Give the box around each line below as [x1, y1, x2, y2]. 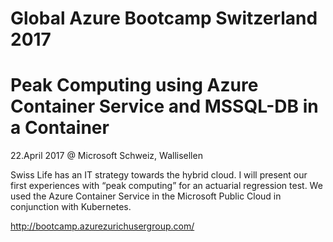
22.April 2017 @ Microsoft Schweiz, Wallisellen [10, 150, 203, 162]
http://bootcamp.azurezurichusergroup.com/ [10, 220, 195, 232]
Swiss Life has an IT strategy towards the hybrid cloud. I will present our [10, 169, 308, 181]
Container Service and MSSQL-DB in [10, 95, 319, 118]
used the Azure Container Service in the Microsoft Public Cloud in [10, 190, 282, 202]
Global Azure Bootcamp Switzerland [10, 7, 318, 30]
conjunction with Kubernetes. [10, 201, 132, 213]
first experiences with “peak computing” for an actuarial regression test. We [10, 180, 323, 192]
